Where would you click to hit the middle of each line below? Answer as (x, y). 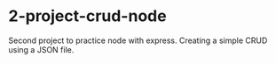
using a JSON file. (41, 49)
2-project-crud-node (87, 16)
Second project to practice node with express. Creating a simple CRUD (138, 40)
